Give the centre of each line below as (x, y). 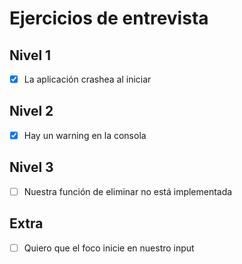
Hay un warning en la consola (85, 135)
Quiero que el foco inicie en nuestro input (109, 248)
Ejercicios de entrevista (109, 18)
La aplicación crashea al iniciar (87, 79)
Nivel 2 (31, 111)
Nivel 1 (30, 55)
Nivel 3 (31, 167)
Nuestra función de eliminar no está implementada (128, 191)
